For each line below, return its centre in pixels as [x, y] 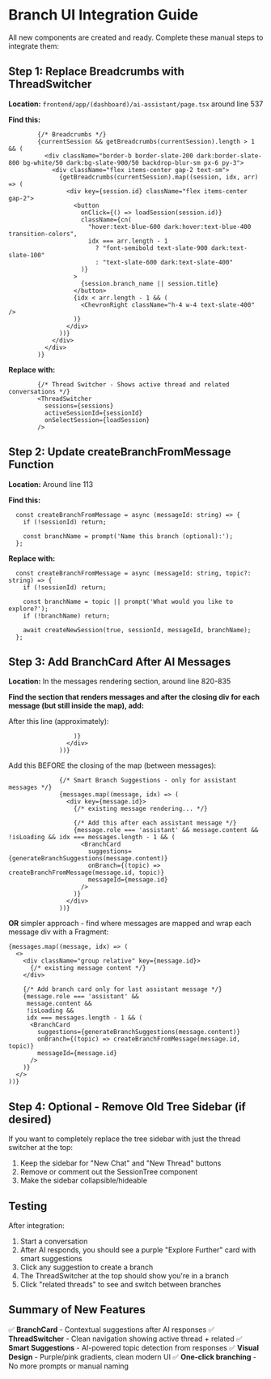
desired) [30, 1119]
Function [31, 465]
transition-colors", [43, 234]
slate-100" [27, 255]
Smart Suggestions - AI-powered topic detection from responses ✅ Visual [133, 1347]
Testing [28, 1206]
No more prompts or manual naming [69, 1366]
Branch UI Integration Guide [104, 15]
